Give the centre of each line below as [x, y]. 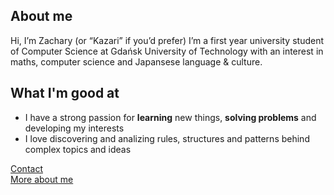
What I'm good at [65, 93]
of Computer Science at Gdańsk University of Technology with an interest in [167, 51]
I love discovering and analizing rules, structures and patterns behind [167, 138]
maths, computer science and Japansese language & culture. [136, 61]
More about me [42, 179]
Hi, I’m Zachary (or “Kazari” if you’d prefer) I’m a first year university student [167, 40]
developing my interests [74, 128]
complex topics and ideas [78, 149]
